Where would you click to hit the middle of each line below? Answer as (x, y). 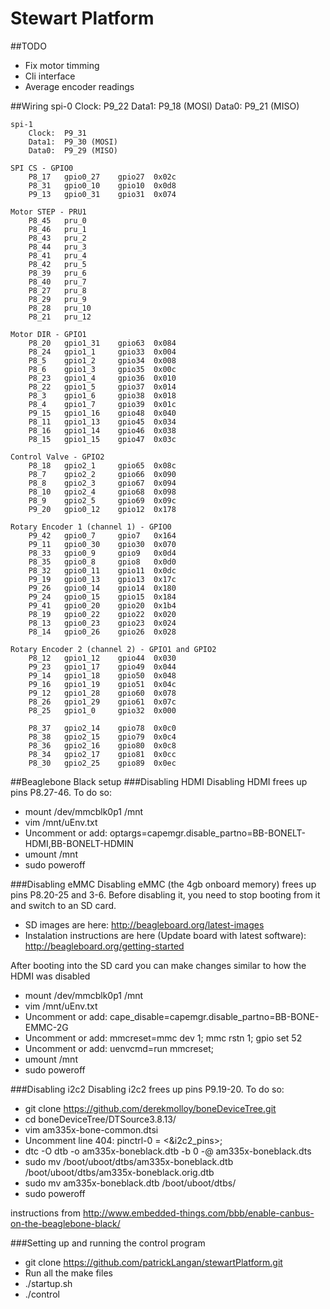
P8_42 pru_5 (57, 264)
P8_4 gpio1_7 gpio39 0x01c (102, 404)
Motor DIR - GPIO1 (48, 334)
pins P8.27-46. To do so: (61, 792)
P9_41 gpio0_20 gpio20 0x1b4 (102, 605)
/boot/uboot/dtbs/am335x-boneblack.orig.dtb (119, 1172)
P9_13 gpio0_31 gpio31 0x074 (102, 194)
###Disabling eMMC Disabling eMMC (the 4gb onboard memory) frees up (163, 884)
